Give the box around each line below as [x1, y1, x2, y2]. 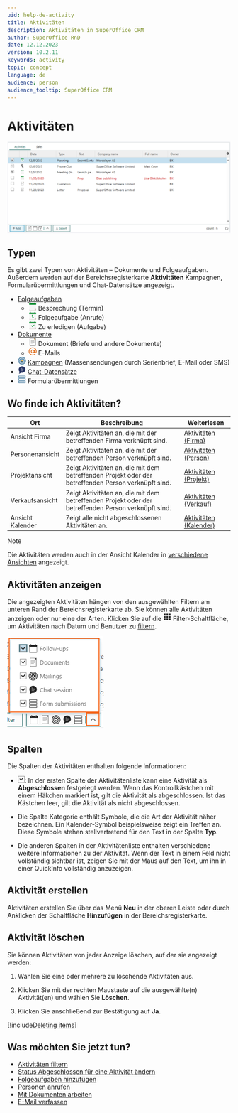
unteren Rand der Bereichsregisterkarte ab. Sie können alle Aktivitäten [7, 605, 212, 614]
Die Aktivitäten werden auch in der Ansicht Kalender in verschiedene [7, 551, 208, 559]
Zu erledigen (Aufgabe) [38, 323, 106, 331]
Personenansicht [10, 450, 60, 458]
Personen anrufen [17, 1082, 71, 1091]
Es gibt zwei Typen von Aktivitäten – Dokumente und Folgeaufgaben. [7, 266, 208, 274]
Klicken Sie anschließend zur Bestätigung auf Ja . [17, 1006, 161, 1016]
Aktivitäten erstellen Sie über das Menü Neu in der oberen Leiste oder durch [7, 903, 230, 912]
